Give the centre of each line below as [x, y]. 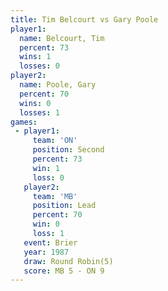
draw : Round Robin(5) [68, 261]
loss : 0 [48, 177]
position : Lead [64, 206]
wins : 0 [35, 103]
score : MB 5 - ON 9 [64, 271]
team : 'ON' [55, 141]
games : [24, 122]
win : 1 [46, 168]
